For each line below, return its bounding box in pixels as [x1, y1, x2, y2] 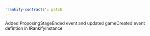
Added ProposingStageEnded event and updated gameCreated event [5, 20, 146, 26]
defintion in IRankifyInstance [5, 25, 63, 31]
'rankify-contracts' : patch [5, 7, 63, 12]
